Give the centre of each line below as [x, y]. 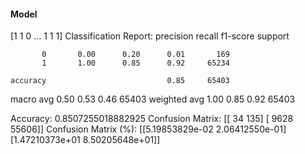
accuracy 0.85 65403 [120, 81]
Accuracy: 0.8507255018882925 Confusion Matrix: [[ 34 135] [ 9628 [152, 119]
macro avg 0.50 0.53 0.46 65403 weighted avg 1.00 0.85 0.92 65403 [153, 99]
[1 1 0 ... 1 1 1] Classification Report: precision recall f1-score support [150, 36]
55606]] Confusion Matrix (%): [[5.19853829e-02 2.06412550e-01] [148, 129]
